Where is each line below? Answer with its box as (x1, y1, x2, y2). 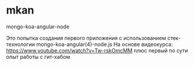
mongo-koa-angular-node (6, 23, 70, 30)
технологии (6, 41, 35, 48)
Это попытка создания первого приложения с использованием (6, 34, 166, 41)
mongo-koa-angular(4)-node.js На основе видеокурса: (36, 41, 173, 48)
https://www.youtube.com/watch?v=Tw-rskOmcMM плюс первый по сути (6, 47, 189, 54)
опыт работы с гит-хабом (6, 53, 71, 60)
